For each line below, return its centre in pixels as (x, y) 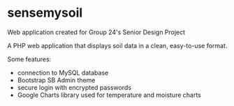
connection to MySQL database (63, 73)
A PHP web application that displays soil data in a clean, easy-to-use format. (117, 45)
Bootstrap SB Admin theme (56, 80)
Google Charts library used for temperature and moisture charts (109, 95)
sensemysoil (45, 13)
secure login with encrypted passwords (74, 87)
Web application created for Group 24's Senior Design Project (96, 32)
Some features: (29, 59)
